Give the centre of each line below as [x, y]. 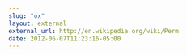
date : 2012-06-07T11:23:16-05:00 [65, 38]
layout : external [38, 23]
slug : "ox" [27, 16]
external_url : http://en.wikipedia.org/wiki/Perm [94, 31]
